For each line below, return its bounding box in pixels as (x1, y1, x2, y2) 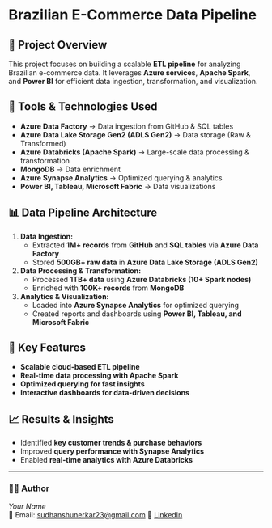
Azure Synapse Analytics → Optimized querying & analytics (19, 172, 223, 183)
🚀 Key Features (8, 341, 87, 355)
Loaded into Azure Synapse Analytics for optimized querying (32, 300, 240, 310)
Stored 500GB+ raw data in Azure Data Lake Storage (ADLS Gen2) (32, 257, 259, 267)
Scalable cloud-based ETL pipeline (19, 362, 140, 372)
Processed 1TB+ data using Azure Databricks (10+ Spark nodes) (32, 274, 252, 284)
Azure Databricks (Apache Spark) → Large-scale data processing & (19, 147, 249, 157)
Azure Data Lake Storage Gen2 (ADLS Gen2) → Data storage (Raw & (19, 129, 251, 139)
